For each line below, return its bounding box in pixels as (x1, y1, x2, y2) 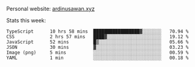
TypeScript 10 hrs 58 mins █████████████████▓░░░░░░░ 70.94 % (6, 28, 189, 34)
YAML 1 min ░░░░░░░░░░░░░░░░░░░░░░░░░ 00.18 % (6, 55, 189, 61)
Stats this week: (6, 17, 47, 24)
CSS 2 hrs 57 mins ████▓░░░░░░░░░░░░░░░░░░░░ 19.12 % (6, 34, 189, 40)
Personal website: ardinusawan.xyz (6, 5, 95, 12)
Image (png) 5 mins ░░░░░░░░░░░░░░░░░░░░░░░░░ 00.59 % (6, 49, 189, 56)
